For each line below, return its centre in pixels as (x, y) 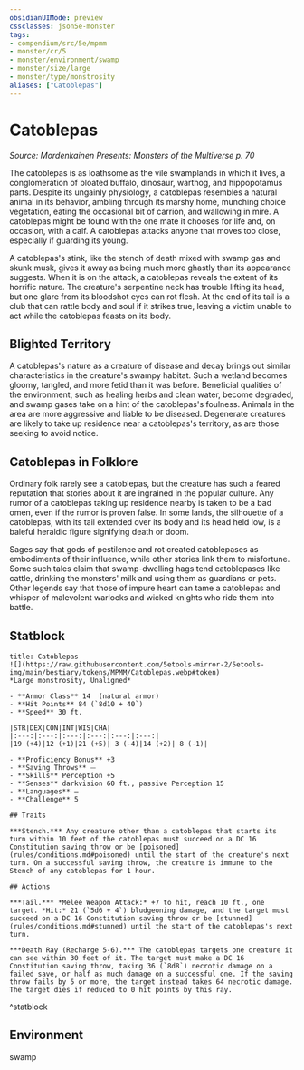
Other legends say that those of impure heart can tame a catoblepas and (145, 588)
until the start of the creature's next (212, 855)
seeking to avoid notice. (54, 433)
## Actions (30, 887)
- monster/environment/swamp (64, 60)
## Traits (28, 815)
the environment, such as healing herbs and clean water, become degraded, (152, 394)
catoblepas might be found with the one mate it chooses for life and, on (142, 221)
